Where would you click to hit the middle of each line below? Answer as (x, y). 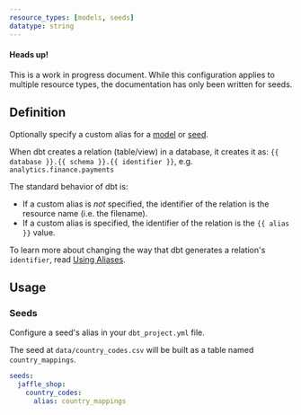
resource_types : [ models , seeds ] (72, 18)
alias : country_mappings (80, 401)
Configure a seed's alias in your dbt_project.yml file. (107, 332)
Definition (37, 113)
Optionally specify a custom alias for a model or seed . (109, 134)
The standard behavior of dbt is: (69, 186)
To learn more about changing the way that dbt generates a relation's (137, 250)
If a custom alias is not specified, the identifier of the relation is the (146, 204)
